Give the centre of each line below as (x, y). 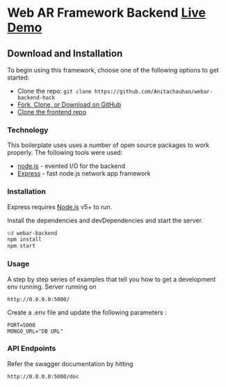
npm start (22, 246)
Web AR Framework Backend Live (107, 13)
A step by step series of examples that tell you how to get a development (112, 279)
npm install (24, 240)
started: (18, 77)
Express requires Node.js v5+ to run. (60, 206)
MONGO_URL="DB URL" (35, 331)
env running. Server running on (52, 287)
